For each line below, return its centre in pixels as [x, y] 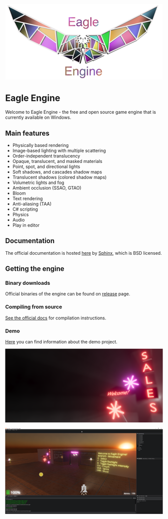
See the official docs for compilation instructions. [56, 318]
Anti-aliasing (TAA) [32, 204]
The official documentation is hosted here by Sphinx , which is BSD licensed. [83, 253]
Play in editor [26, 225]
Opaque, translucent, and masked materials [57, 161]
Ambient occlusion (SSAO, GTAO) [47, 188]
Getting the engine [35, 269]
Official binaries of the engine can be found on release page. [68, 294]
